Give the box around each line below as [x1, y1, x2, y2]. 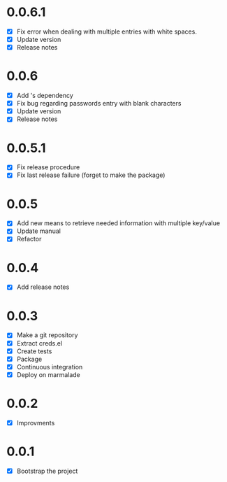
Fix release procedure [16, 163, 80, 171]
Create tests [16, 347, 52, 355]
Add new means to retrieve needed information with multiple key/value [16, 219, 221, 227]
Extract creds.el [16, 339, 63, 347]
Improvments [16, 418, 55, 427]
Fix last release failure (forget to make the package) [16, 171, 166, 179]
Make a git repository [16, 331, 78, 339]
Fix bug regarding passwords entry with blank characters [16, 99, 182, 108]
